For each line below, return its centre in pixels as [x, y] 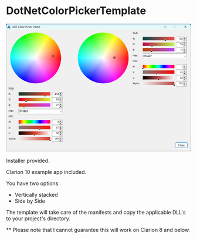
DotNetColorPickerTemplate [76, 11]
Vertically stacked [36, 194]
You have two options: [33, 183]
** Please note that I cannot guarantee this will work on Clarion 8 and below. [98, 230]
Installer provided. [28, 161]
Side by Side [30, 201]
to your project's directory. [38, 218]
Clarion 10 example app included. [46, 172]
